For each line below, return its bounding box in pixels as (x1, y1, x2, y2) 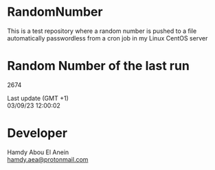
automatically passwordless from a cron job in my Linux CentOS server (7, 34, 208, 42)
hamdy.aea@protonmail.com (7, 155, 89, 163)
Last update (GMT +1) (7, 94, 69, 102)
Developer (7, 125, 67, 141)
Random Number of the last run (7, 58, 190, 74)
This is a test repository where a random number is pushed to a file (7, 27, 197, 35)
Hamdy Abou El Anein (7, 148, 69, 156)
